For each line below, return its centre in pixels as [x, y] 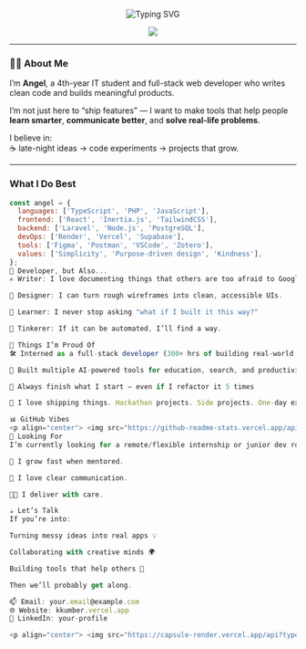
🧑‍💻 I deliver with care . [56, 494]
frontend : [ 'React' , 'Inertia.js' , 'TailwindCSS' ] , [118, 220]
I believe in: [31, 138]
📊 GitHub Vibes [40, 420]
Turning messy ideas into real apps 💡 [83, 536]
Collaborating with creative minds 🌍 [82, 552]
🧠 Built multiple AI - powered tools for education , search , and [132, 370]
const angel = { [40, 203]
